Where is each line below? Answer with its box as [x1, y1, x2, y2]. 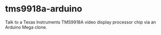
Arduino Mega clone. [5, 24, 47, 30]
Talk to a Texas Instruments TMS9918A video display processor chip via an [5, 19, 157, 25]
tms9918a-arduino [5, 3, 82, 14]
